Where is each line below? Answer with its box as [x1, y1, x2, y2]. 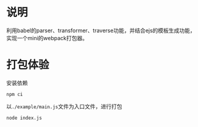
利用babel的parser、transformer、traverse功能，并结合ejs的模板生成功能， [6, 27, 196, 34]
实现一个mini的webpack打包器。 [6, 34, 88, 41]
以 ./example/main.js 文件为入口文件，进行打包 [6, 103, 122, 110]
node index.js [6, 115, 43, 121]
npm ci [6, 91, 23, 97]
